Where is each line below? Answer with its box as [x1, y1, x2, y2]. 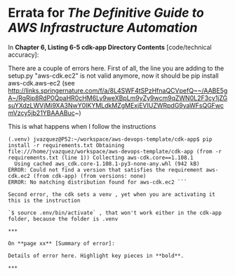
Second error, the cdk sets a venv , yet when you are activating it [8, 191, 216, 198]
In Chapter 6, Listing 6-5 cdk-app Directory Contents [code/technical [8, 43, 213, 51]
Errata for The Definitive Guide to [8, 5, 204, 21]
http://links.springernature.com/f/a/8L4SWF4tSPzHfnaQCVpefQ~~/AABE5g [8, 86, 228, 95]
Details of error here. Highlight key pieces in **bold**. [8, 252, 184, 259]
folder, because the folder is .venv [8, 215, 119, 222]
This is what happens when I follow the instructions [8, 122, 156, 130]
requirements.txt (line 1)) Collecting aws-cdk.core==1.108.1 [8, 154, 194, 161]
